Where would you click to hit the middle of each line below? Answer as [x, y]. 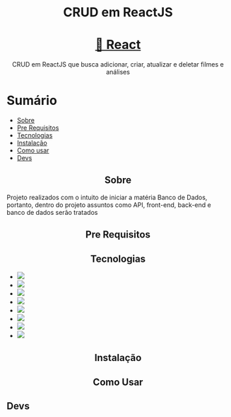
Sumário [32, 101]
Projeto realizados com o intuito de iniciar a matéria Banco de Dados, [107, 197]
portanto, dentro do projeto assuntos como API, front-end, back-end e [109, 205]
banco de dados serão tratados [52, 212]
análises [118, 72]
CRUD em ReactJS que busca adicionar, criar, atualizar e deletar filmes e [118, 65]
